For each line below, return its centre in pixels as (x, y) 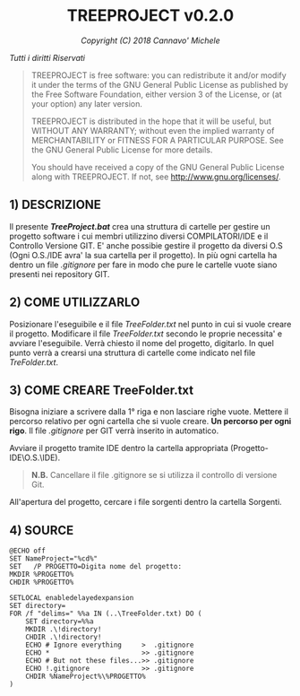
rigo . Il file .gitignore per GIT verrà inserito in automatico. (114, 431)
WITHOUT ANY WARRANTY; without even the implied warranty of (153, 130)
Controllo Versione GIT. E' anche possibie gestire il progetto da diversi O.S (146, 245)
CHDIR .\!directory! (64, 638)
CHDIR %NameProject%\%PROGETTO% (86, 677)
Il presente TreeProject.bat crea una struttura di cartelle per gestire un (140, 226)
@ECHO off (28, 551)
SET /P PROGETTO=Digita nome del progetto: (95, 567)
